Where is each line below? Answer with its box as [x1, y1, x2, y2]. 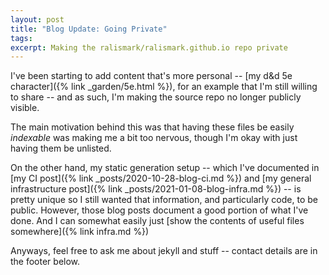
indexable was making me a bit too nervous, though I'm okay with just [10, 132, 298, 144]
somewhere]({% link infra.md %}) [10, 226, 150, 238]
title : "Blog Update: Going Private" [10, 24, 168, 34]
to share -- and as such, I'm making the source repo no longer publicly [10, 91, 302, 103]
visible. [10, 102, 40, 114]
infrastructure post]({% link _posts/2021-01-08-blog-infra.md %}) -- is [10, 183, 302, 195]
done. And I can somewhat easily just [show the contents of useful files [10, 215, 305, 227]
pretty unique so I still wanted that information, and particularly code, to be [10, 194, 318, 206]
